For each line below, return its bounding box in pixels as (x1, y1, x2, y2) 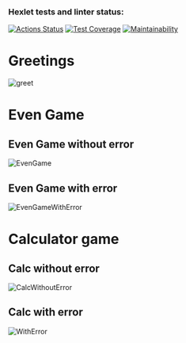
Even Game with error (8, 181, 118, 195)
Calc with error (8, 306, 83, 319)
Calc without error (8, 261, 101, 275)
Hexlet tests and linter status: (8, 6, 124, 17)
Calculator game (8, 231, 120, 248)
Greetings (8, 52, 75, 70)
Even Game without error (8, 137, 135, 151)
